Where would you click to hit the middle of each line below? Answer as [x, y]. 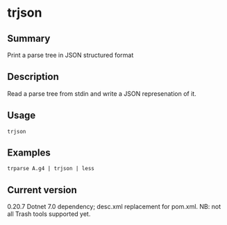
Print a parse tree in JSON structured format [70, 55]
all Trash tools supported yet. [49, 214]
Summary [29, 39]
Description [33, 77]
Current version [42, 190]
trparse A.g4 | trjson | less [51, 169]
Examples [29, 153]
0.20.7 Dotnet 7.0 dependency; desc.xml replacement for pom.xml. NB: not [114, 207]
